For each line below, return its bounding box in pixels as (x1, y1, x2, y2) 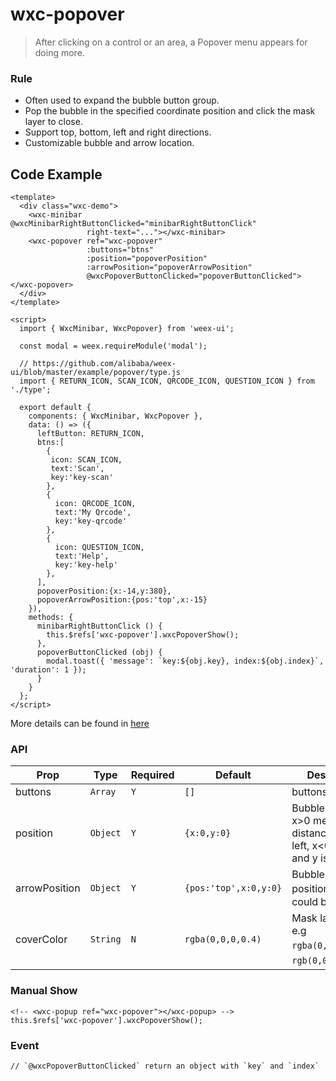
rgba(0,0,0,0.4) (184, 934, 262, 945)
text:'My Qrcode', (54, 508, 132, 518)
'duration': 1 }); (10, 665, 87, 675)
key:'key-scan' (50, 473, 114, 483)
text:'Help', (54, 551, 110, 562)
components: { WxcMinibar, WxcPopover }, (28, 411, 203, 422)
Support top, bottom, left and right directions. (24, 126, 212, 138)
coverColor (15, 933, 68, 947)
